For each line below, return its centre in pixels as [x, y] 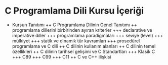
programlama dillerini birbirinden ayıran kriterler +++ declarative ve [82, 30]
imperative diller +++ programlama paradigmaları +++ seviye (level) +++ [88, 35]
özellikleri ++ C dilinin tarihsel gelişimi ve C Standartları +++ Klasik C [83, 51]
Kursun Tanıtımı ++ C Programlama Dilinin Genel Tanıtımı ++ [74, 25]
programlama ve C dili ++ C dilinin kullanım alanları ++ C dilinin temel [84, 46]
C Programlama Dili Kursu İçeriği [74, 11]
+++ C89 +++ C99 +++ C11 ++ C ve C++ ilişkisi [61, 57]
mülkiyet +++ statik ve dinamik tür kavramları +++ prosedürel [76, 41]
